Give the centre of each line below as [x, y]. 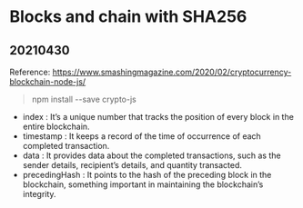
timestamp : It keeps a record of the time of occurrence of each [141, 136]
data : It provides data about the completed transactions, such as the [151, 155]
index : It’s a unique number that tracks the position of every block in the [158, 117]
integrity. [39, 194]
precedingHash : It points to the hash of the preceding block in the [147, 175]
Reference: [30, 72]
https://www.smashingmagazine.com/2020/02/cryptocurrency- [172, 72]
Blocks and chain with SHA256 [128, 17]
